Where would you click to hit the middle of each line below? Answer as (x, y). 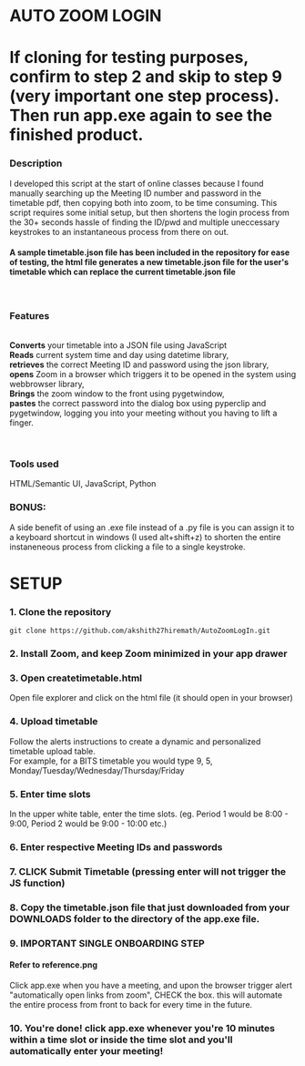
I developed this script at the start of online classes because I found (137, 183)
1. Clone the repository (61, 611)
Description (36, 163)
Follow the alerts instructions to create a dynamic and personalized (135, 741)
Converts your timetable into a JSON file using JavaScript (118, 345)
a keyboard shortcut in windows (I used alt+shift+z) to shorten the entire (145, 537)
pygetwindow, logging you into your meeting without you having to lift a (143, 413)
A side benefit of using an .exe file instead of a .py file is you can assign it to (152, 527)
